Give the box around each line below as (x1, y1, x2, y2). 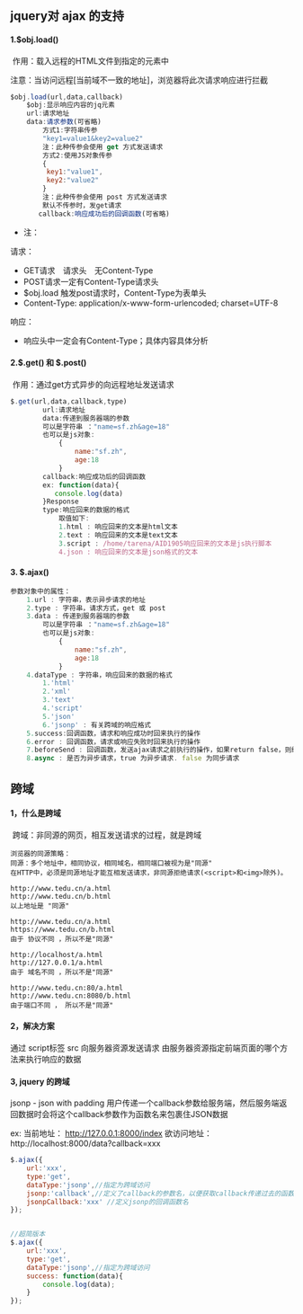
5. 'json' (42, 712, 76, 721)
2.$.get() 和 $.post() (10, 358, 87, 368)
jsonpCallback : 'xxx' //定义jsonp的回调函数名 (26, 1197, 190, 1206)
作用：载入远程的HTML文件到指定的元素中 (12, 55, 169, 66)
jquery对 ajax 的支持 (10, 8, 125, 24)
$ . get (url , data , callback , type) (10, 396, 128, 406)
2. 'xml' (42, 687, 71, 697)
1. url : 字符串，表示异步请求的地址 (26, 595, 147, 604)
